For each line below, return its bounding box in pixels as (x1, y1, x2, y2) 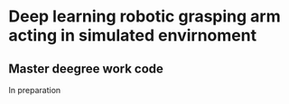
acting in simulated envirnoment (8, 25, 257, 46)
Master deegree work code (8, 61, 164, 76)
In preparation (8, 85, 61, 95)
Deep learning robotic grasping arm (8, 6, 281, 27)
